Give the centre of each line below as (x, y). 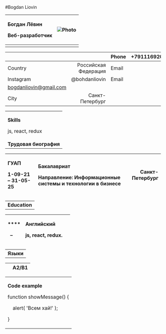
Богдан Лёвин (25, 24)
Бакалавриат (54, 166)
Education (20, 205)
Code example (25, 286)
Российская (92, 65)
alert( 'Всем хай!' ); (35, 308)
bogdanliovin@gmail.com (37, 87)
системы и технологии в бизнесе (79, 184)
